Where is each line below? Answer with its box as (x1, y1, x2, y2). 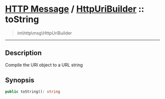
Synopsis (5, 76, 34, 84)
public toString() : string (5, 89, 60, 94)
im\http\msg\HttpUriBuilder (17, 30, 72, 36)
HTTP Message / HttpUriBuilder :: (5, 3, 144, 15)
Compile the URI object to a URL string (5, 62, 83, 68)
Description (5, 49, 42, 57)
